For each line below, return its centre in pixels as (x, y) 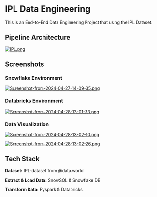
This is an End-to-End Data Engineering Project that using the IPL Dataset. (79, 22)
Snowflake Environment (34, 78)
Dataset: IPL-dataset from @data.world (44, 170)
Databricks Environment (34, 101)
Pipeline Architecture (38, 37)
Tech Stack (22, 159)
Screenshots (25, 64)
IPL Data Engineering (48, 9)
